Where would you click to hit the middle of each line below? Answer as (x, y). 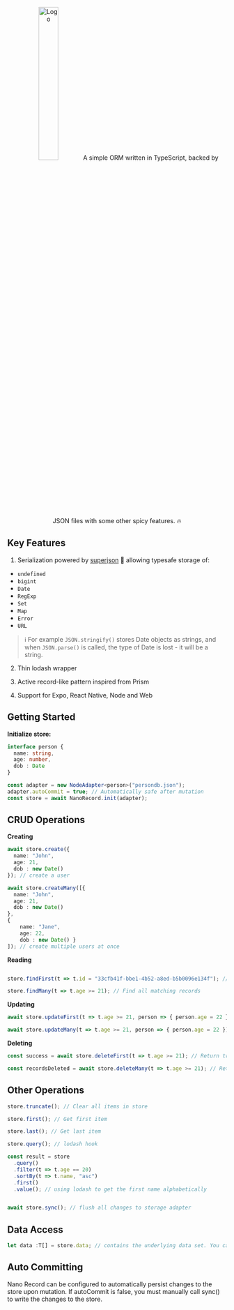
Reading (19, 960)
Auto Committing (45, 1267)
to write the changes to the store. (55, 1299)
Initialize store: (29, 734)
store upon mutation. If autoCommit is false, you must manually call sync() (114, 1291)
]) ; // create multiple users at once (63, 946)
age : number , (32, 760)
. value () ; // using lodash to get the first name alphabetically (110, 1189)
